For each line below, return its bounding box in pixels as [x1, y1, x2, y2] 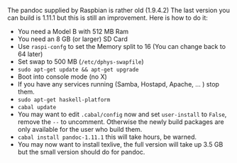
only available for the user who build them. [17, 125, 143, 133]
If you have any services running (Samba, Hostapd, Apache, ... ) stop [17, 80, 220, 88]
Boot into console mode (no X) [17, 72, 108, 81]
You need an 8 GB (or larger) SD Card [17, 35, 128, 43]
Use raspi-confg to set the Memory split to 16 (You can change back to [17, 43, 226, 50]
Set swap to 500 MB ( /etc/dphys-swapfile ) [17, 57, 144, 66]
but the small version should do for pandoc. [17, 148, 145, 156]
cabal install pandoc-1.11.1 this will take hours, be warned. [17, 133, 197, 141]
